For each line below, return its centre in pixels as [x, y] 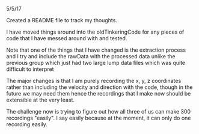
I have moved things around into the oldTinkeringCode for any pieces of [95, 32]
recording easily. [27, 124]
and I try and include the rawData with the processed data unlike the [91, 56]
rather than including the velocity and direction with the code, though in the [99, 87]
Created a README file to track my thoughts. [62, 20]
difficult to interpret [30, 69]
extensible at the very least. [41, 100]
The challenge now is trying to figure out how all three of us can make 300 [99, 111]
